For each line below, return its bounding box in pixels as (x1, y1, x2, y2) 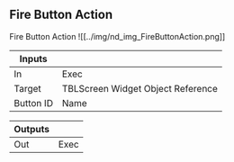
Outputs (13, 122, 49, 135)
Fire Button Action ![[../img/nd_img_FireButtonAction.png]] (9, 31, 226, 41)
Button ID (13, 96, 54, 109)
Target (13, 82, 42, 94)
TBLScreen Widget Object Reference (61, 82, 219, 94)
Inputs (19, 52, 48, 65)
